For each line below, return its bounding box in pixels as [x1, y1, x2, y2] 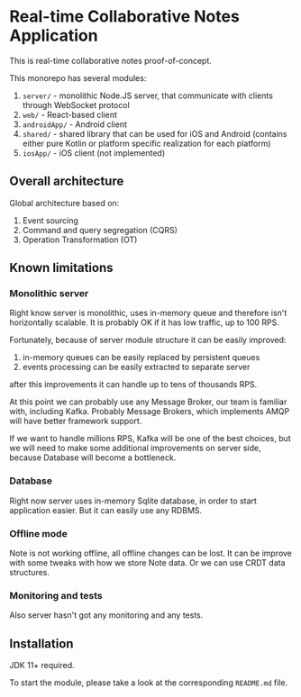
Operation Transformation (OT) [22, 234, 138, 245]
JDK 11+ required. [9, 660, 75, 671]
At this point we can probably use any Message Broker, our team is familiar [9, 396, 287, 407]
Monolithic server [9, 287, 89, 300]
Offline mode [9, 527, 68, 539]
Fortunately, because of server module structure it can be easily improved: [9, 335, 287, 346]
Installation [9, 636, 74, 651]
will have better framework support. [9, 416, 142, 427]
